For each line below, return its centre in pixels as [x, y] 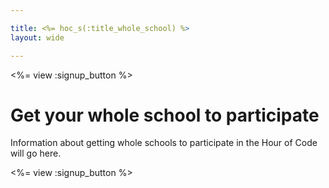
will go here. [36, 153]
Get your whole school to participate [165, 115]
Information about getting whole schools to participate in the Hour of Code [164, 143]
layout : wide [37, 37]
